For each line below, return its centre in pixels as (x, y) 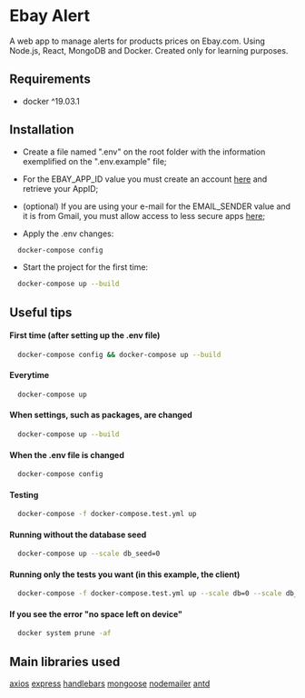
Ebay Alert (50, 16)
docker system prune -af (64, 633)
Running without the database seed (78, 534)
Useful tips (41, 312)
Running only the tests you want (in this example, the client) (125, 574)
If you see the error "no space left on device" (96, 613)
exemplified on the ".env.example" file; (94, 161)
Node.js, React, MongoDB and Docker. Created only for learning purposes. (149, 50)
